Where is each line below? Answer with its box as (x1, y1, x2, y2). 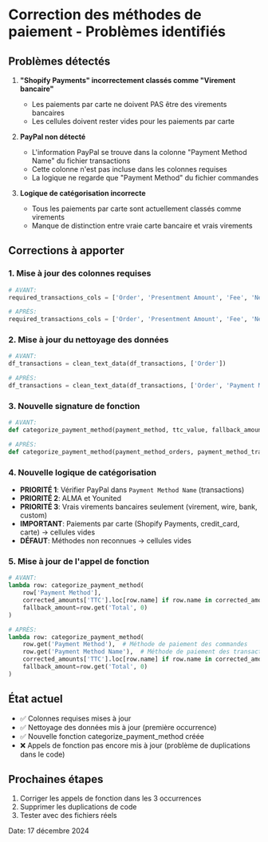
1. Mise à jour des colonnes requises (8, 268, 152, 279)
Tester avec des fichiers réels (19, 811, 117, 820)
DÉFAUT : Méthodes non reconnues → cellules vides (19, 536, 191, 546)
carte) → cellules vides (19, 527, 96, 537)
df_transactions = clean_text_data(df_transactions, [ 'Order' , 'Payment (8, 382, 255, 390)
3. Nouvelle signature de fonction (8, 400, 140, 411)
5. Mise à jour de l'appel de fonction (8, 556, 150, 566)
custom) (19, 510, 48, 520)
